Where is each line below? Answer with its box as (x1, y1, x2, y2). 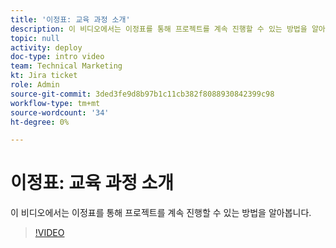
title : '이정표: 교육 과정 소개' (10, 14, 131, 25)
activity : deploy (10, 42, 83, 53)
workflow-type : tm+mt (10, 98, 101, 108)
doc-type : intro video (10, 52, 105, 62)
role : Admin (10, 80, 60, 90)
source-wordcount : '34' (10, 107, 110, 118)
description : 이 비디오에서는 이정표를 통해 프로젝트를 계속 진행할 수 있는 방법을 (10, 24, 308, 34)
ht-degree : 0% (10, 117, 70, 127)
